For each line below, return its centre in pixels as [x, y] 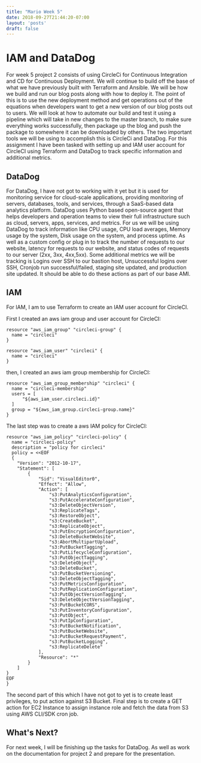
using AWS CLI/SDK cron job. [42, 714]
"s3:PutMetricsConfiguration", [88, 584]
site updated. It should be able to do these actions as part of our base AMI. [98, 274]
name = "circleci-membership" [49, 388]
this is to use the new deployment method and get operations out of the [95, 100]
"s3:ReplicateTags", [74, 510]
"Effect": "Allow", [62, 484]
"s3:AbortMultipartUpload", [84, 542]
